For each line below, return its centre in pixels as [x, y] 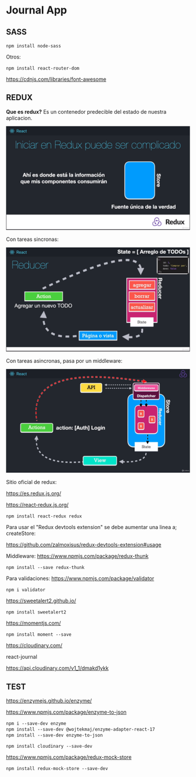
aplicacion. [19, 118]
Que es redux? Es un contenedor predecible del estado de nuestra [86, 111]
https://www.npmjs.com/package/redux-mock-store [69, 757]
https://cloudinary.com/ [34, 646]
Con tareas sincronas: [32, 239]
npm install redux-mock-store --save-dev [57, 769]
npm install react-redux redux [44, 516]
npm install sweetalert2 [36, 612]
